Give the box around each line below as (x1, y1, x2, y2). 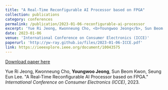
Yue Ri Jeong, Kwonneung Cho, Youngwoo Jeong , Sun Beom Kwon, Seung (5, 68, 162, 74)
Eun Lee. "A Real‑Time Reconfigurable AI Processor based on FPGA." (5, 73, 148, 79)
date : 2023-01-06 (5, 31, 42, 36)
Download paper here (5, 58, 50, 64)
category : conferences (5, 17, 53, 22)
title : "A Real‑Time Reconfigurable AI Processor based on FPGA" (5, 7, 145, 13)
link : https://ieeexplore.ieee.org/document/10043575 (5, 45, 121, 50)
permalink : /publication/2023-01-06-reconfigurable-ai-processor (5, 21, 145, 27)
